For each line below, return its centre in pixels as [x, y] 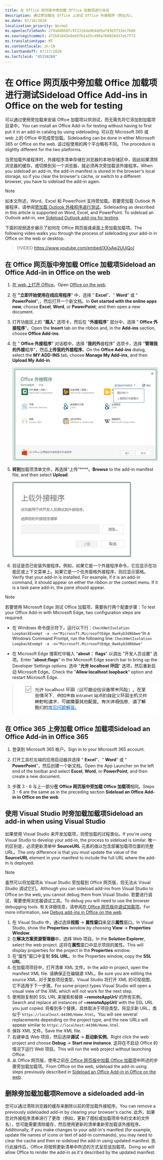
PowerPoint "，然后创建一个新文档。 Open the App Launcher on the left [83, 766]
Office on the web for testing [64, 106]
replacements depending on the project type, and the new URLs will [80, 1020]
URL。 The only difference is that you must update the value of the [71, 852]
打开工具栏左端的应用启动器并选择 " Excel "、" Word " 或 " [69, 759]
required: [14, 618]
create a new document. [36, 776]
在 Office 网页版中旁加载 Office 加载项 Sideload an [81, 264]
